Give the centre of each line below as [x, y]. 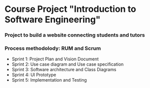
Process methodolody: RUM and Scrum [53, 48]
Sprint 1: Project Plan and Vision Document [55, 59]
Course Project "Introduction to [71, 9]
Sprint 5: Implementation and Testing [49, 80]
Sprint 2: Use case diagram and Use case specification [68, 64]
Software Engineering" [53, 20]
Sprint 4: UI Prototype [34, 75]
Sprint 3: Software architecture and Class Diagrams [64, 70]
